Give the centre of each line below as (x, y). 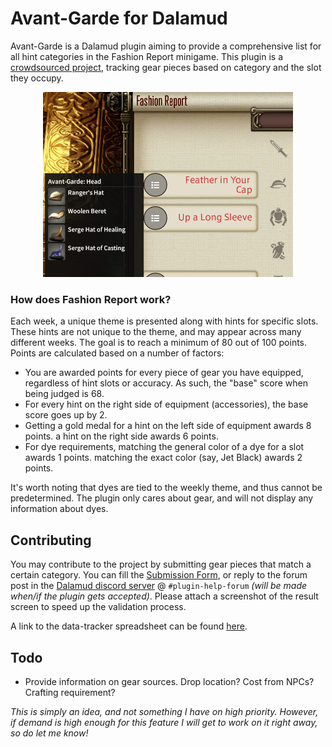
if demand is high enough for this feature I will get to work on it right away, (164, 723)
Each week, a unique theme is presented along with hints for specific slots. (164, 321)
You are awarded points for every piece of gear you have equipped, (164, 373)
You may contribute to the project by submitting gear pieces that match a (161, 564)
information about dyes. (59, 509)
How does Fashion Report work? (91, 300)
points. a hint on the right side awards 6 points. (121, 436)
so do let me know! (49, 733)
